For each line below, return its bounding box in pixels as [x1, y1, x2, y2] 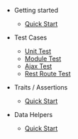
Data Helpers [13, 111, 53, 119]
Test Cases [13, 33, 48, 42]
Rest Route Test [24, 70, 71, 78]
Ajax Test [24, 62, 52, 70]
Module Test [24, 54, 62, 63]
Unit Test [24, 47, 52, 55]
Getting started [13, 6, 59, 14]
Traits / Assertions [13, 83, 68, 91]
